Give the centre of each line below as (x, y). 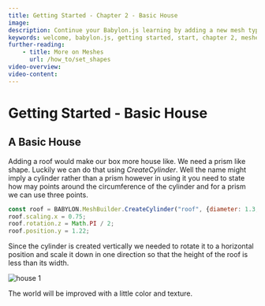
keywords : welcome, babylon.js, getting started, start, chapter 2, (123, 37)
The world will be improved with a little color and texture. (101, 293)
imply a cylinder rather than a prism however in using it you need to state (127, 177)
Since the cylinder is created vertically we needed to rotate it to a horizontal (131, 246)
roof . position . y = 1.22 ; (49, 231)
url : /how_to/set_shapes (70, 60)
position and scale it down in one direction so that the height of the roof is (128, 255)
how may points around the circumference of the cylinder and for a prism (127, 186)
